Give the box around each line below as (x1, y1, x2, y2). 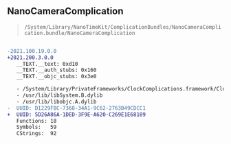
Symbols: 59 (16, 123, 57, 131)
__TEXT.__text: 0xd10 (16, 60, 78, 67)
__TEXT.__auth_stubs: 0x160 (16, 67, 97, 74)
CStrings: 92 (16, 130, 57, 137)
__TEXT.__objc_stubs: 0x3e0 (16, 73, 97, 80)
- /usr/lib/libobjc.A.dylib (16, 98, 97, 105)
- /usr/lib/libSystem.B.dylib (16, 92, 103, 99)
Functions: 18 (16, 117, 57, 124)
